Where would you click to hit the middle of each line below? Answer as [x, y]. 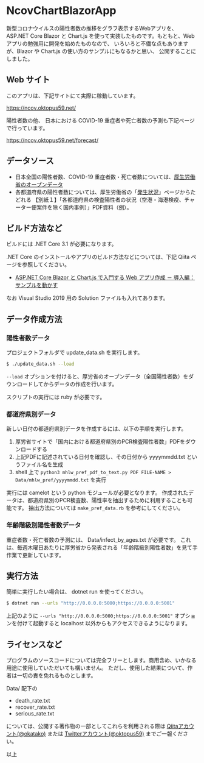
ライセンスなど [34, 644]
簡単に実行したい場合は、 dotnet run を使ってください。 [76, 592]
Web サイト [28, 80]
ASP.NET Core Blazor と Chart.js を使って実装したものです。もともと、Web [101, 36]
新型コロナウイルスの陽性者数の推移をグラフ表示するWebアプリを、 [92, 28]
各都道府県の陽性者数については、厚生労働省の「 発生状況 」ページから [103, 192]
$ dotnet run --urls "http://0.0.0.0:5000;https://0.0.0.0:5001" [90, 603]
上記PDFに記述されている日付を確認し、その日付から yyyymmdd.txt [100, 457]
